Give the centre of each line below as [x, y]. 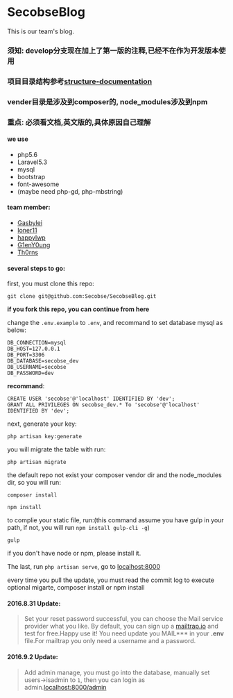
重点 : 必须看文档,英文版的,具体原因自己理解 [79, 122]
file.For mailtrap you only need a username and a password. [110, 641]
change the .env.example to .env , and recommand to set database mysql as [115, 323]
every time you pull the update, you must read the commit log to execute [111, 580]
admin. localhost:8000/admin [65, 687]
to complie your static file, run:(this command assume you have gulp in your [115, 520]
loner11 [27, 231]
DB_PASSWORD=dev [31, 373]
